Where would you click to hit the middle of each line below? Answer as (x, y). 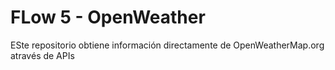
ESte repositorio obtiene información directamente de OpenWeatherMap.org (167, 45)
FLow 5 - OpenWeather (108, 17)
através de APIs (42, 55)
